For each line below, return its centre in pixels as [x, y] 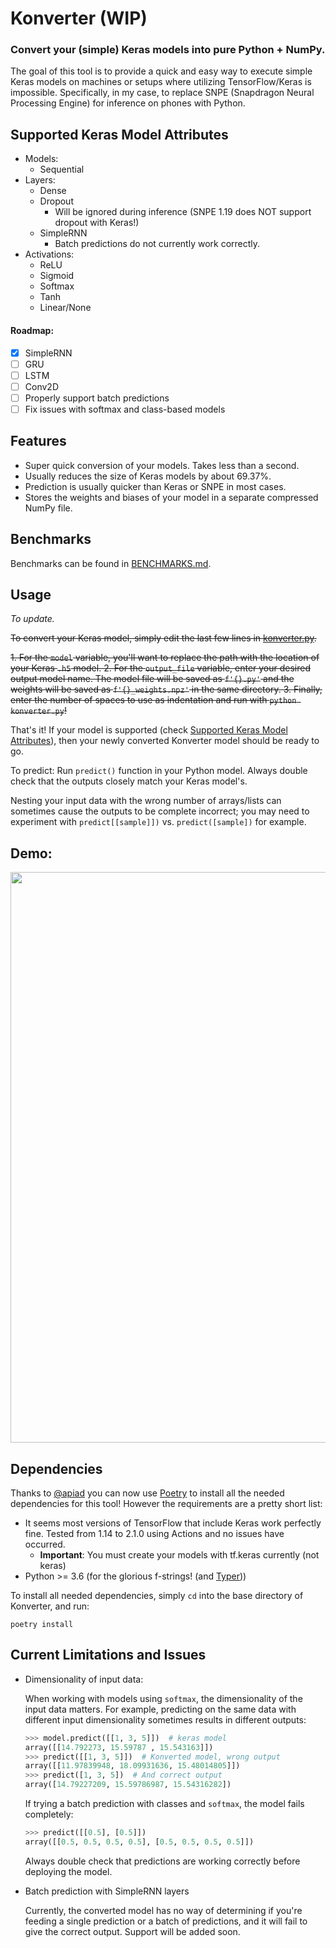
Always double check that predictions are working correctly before [162, 1861]
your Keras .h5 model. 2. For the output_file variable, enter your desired [161, 668]
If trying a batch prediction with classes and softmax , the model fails [164, 1803]
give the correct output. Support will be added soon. [132, 1931]
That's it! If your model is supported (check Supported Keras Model [149, 730]
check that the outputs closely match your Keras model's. [129, 781]
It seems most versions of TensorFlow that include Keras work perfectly [173, 1523]
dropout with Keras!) [97, 223]
